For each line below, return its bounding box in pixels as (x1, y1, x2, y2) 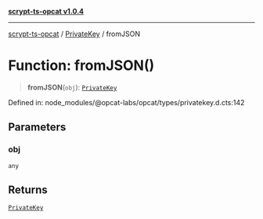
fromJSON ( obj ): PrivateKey (27, 82, 117, 92)
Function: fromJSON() (8, 57, 155, 75)
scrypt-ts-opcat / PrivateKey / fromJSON (8, 29, 141, 38)
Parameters (8, 121, 67, 134)
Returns (8, 184, 49, 197)
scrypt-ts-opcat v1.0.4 (8, 7, 85, 16)
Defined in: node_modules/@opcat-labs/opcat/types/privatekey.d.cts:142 (8, 97, 245, 107)
